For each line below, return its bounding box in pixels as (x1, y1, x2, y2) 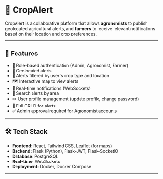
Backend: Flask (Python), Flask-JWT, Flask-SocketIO (12, 148, 119, 154)
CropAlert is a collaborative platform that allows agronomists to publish (5, 20, 148, 26)
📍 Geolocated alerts (12, 68, 52, 73)
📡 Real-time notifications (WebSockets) (12, 85, 91, 91)
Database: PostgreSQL (12, 153, 59, 159)
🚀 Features (5, 50, 38, 58)
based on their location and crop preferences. (5, 31, 97, 36)
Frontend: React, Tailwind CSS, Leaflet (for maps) (12, 143, 112, 149)
